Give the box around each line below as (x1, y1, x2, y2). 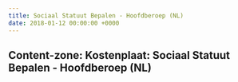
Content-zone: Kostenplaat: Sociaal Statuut (8, 49, 230, 62)
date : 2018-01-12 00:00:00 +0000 (8, 19, 120, 27)
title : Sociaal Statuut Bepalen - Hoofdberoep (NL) (8, 11, 184, 20)
